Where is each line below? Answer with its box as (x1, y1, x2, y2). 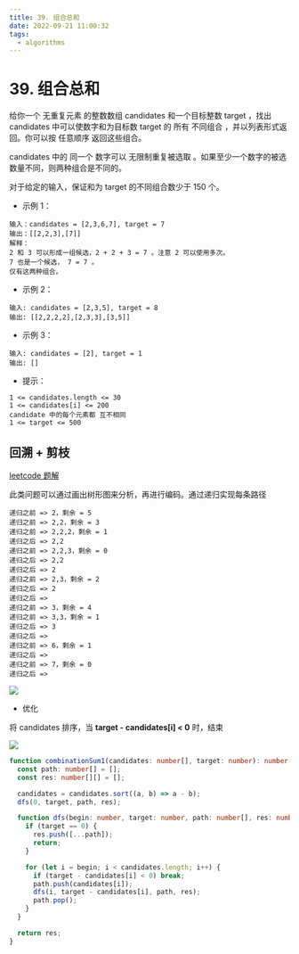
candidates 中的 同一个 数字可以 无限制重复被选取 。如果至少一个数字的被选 (9, 152, 287, 162)
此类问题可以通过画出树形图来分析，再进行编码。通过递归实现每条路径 (9, 489, 267, 499)
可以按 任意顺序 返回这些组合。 (32, 133, 147, 144)
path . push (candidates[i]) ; (32, 879, 133, 888)
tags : (9, 29, 29, 38)
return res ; (17, 928, 62, 937)
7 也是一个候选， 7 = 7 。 (9, 258, 99, 267)
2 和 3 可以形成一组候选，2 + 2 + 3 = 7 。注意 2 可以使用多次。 (9, 249, 230, 258)
